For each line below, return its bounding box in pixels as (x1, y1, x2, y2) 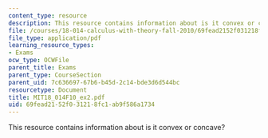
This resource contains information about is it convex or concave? (8, 123, 226, 132)
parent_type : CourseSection (8, 71, 102, 79)
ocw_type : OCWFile (8, 57, 69, 65)
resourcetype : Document (8, 85, 88, 94)
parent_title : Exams (8, 64, 77, 72)
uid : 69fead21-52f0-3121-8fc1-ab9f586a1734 (8, 101, 156, 108)
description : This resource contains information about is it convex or (8, 19, 255, 27)
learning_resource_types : (8, 41, 94, 49)
